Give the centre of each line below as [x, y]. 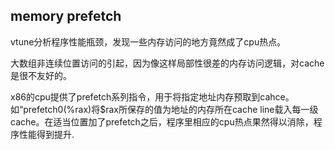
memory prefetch [66, 16]
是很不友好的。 [41, 75]
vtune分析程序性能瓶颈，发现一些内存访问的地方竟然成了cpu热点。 [148, 41]
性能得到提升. [46, 134]
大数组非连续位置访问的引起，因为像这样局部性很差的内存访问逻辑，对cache [167, 63]
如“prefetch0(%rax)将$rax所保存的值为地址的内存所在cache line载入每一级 [164, 109]
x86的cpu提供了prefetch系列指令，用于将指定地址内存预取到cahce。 [152, 96]
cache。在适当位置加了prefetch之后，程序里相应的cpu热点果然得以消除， [162, 121]
